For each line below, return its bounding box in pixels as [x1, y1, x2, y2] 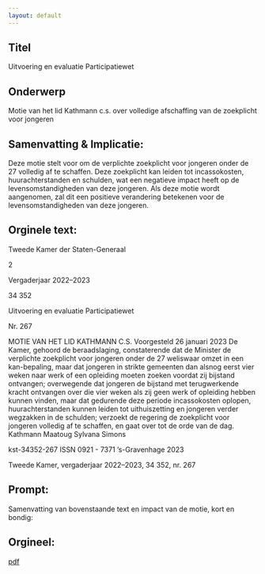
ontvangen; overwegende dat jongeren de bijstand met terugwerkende [8, 378, 239, 388]
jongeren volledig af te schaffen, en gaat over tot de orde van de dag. [8, 421, 235, 430]
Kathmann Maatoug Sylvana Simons [8, 429, 127, 438]
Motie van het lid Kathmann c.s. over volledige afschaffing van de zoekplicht [8, 106, 257, 116]
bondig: [8, 512, 33, 522]
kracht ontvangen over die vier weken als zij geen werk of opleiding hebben [8, 387, 256, 396]
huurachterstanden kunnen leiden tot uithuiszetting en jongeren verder [8, 404, 239, 413]
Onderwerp [8, 85, 66, 98]
